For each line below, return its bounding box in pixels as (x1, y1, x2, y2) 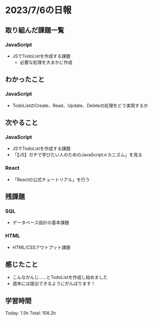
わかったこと (5, 75, 45, 84)
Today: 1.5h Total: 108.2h (5, 310, 56, 316)
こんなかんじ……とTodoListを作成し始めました (12, 274, 108, 280)
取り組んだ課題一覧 (5, 26, 64, 34)
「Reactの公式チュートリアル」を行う (12, 176, 90, 182)
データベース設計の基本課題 (12, 219, 70, 225)
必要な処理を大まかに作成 (19, 59, 73, 65)
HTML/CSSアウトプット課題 (12, 244, 71, 250)
